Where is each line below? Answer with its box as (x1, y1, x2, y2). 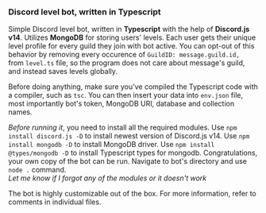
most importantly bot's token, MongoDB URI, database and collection (8, 99, 235, 109)
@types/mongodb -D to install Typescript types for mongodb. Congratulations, (8, 148, 258, 157)
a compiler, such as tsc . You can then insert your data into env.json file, (8, 91, 244, 100)
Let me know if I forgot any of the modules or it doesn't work (8, 173, 207, 183)
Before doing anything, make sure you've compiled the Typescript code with (8, 82, 258, 91)
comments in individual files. (8, 197, 102, 207)
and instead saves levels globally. (8, 67, 118, 76)
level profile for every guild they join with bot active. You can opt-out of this (8, 41, 255, 51)
